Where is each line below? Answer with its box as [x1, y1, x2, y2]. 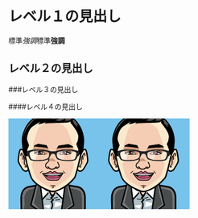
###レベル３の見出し [8, 84, 79, 94]
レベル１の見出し [8, 7, 122, 26]
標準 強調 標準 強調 [8, 36, 65, 45]
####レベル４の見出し [8, 102, 83, 111]
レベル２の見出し [8, 61, 93, 75]
